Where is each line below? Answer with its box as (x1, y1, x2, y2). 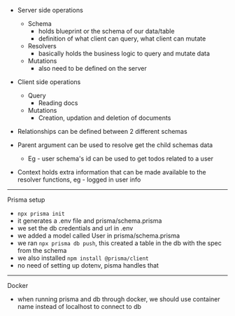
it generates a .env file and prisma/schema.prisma (17, 217, 162, 225)
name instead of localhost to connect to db (17, 303, 142, 310)
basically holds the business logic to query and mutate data (38, 49, 211, 57)
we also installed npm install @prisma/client (17, 254, 149, 262)
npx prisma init (17, 210, 65, 217)
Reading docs (38, 99, 78, 107)
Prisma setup (7, 195, 45, 204)
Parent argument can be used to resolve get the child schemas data (17, 141, 213, 149)
